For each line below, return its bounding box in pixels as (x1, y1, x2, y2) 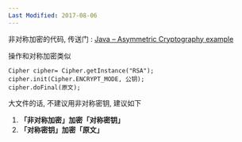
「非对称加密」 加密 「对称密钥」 (19, 115, 125, 125)
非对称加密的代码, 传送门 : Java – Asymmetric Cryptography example (8, 34, 234, 43)
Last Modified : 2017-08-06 (8, 11, 98, 20)
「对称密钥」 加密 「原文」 (19, 125, 104, 134)
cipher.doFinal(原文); (8, 84, 81, 92)
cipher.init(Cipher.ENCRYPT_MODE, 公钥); (8, 75, 145, 83)
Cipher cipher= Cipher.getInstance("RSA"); (8, 66, 155, 75)
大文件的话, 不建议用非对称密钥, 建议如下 (8, 98, 141, 107)
